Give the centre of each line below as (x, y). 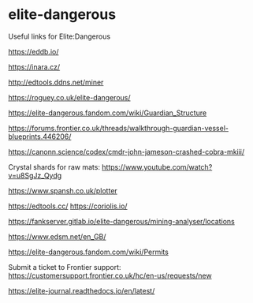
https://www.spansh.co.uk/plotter (63, 190)
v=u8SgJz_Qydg (35, 175)
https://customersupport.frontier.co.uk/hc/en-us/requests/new (110, 275)
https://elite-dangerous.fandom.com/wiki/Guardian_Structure (108, 113)
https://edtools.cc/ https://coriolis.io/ (68, 206)
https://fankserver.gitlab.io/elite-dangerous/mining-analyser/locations (121, 221)
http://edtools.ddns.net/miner (56, 82)
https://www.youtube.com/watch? (157, 166)
